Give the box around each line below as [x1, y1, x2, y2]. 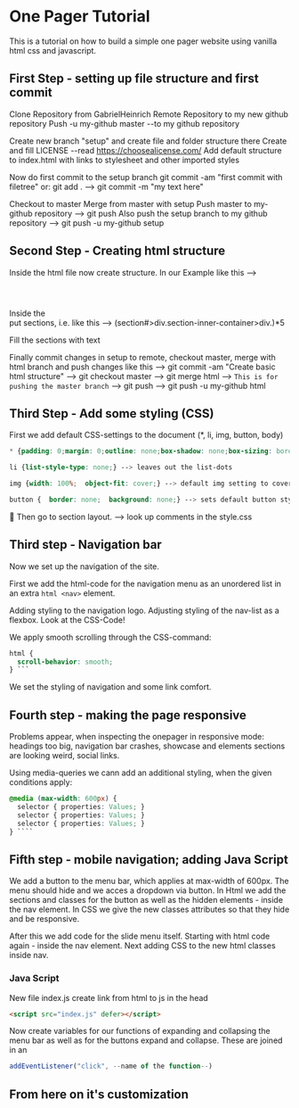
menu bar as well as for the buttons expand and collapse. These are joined [9, 1035, 283, 1046]
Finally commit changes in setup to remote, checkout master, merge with [9, 351, 276, 362]
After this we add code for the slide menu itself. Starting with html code [9, 930, 271, 942]
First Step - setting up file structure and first [9, 71, 260, 87]
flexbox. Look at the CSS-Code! [9, 614, 126, 625]
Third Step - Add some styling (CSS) [9, 406, 214, 421]
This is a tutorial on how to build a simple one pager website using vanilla [9, 36, 278, 46]
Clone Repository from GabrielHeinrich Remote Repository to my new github [9, 109, 289, 120]
